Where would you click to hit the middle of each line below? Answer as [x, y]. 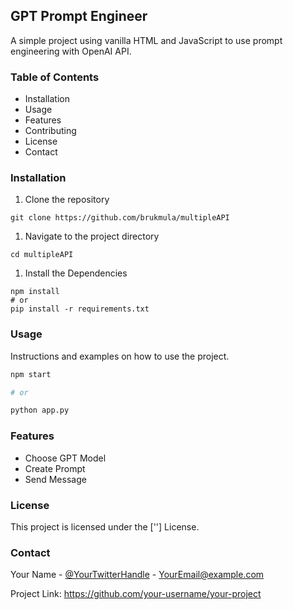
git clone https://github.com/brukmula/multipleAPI [120, 218]
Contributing [50, 131]
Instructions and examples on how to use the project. [120, 356]
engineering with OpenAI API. [71, 51]
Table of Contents [55, 77]
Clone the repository [67, 200]
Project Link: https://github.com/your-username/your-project [136, 594]
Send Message [55, 479]
